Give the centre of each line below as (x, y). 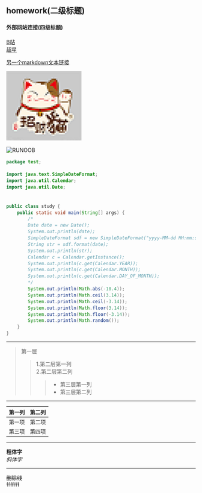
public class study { (33, 206)
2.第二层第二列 (54, 372)
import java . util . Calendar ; (41, 181)
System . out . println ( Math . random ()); (74, 321)
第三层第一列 (76, 385)
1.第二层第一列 (54, 364)
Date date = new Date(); (59, 225)
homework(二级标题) (46, 11)
